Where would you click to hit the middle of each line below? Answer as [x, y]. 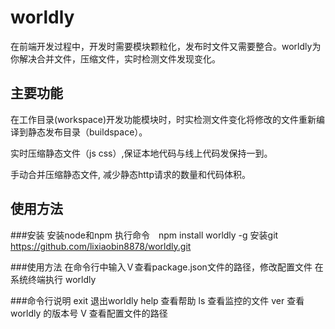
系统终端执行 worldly [53, 279]
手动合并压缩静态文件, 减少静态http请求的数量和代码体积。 [130, 174]
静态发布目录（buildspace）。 [87, 132]
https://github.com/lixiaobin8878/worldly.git [101, 246]
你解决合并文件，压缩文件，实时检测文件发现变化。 [115, 58]
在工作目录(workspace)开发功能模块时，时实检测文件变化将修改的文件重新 [163, 119]
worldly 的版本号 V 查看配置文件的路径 [89, 313]
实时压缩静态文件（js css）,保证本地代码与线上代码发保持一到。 [141, 153]
